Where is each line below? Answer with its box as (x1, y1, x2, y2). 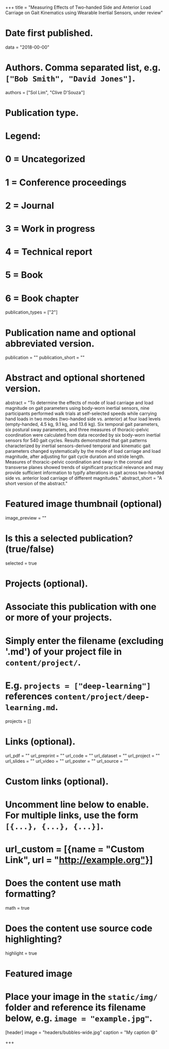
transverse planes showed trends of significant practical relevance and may (5, 464, 163, 471)
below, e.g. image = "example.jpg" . (5, 1013, 153, 1024)
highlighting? (5, 934, 62, 945)
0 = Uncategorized (5, 153, 86, 165)
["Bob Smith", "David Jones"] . (5, 73, 136, 84)
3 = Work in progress (5, 223, 95, 235)
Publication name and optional (5, 327, 136, 338)
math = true (5, 905, 30, 911)
